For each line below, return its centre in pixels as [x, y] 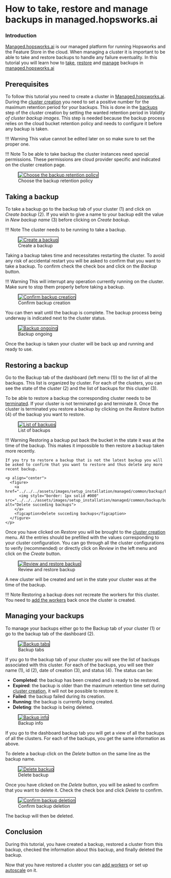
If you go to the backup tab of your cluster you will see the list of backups [82, 659]
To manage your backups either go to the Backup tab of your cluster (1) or [83, 628]
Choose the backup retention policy [55, 181]
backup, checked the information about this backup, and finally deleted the [84, 850]
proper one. [18, 144]
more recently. [20, 451]
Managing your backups [45, 616]
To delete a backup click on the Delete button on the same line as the [78, 753]
